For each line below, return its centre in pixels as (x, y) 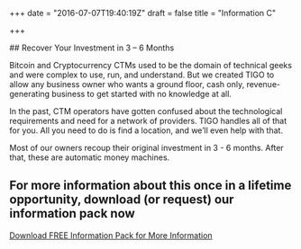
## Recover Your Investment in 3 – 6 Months (92, 48)
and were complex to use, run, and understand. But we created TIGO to (142, 75)
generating (30, 94)
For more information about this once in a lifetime (150, 186)
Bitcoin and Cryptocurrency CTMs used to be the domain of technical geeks (151, 65)
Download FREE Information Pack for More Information (111, 235)
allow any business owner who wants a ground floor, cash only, (127, 84)
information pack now (72, 213)
